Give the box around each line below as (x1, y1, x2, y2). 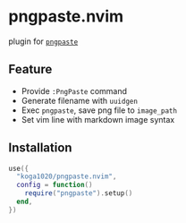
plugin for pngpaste (8, 36, 79, 47)
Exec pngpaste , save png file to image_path (21, 105, 178, 116)
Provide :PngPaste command (21, 85, 127, 96)
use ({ (8, 164, 29, 173)
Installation (8, 141, 72, 156)
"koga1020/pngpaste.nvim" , (16, 172, 117, 181)
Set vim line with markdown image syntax (21, 114, 175, 124)
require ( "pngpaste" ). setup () (24, 189, 133, 198)
